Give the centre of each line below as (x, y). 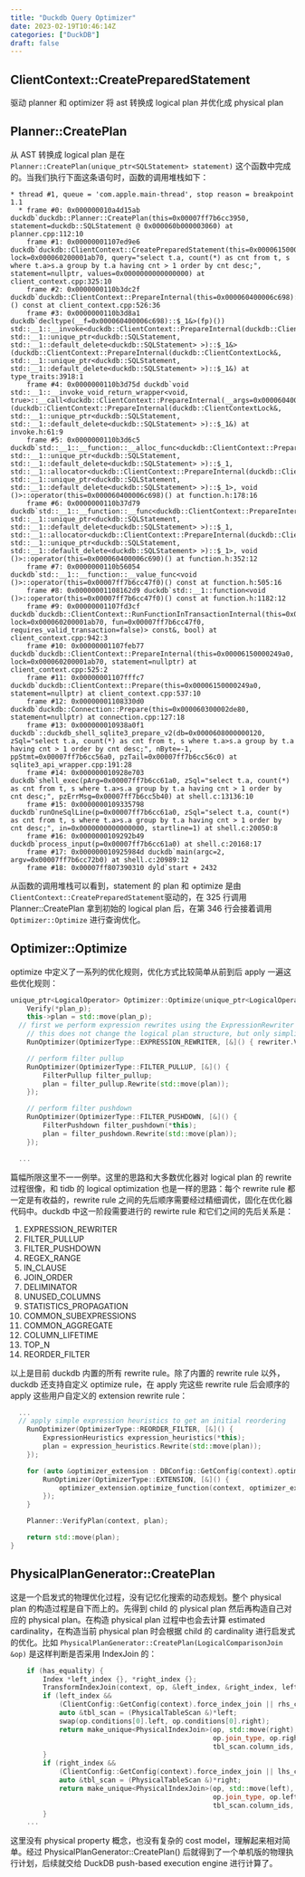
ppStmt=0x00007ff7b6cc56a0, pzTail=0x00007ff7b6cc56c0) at (124, 757)
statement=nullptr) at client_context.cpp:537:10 (106, 694)
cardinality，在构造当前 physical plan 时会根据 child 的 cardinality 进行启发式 (153, 1631)
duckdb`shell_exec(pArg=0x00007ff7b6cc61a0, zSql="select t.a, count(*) (150, 780)
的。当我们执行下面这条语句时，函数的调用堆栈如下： (110, 177)
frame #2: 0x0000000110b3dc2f (84, 289)
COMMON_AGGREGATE (68, 1325)
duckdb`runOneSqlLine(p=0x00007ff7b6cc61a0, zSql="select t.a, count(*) (150, 812)
